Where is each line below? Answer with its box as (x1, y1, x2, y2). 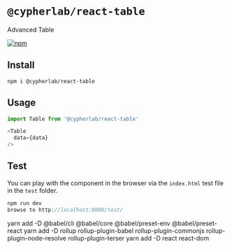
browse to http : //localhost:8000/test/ (7, 206, 124, 213)
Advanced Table (7, 25, 55, 34)
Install (7, 59, 35, 71)
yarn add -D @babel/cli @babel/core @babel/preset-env (7, 219, 171, 227)
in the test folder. (7, 186, 58, 194)
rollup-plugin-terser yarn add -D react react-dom (67, 234, 210, 242)
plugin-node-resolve (7, 234, 66, 242)
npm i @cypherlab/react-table (7, 78, 96, 85)
